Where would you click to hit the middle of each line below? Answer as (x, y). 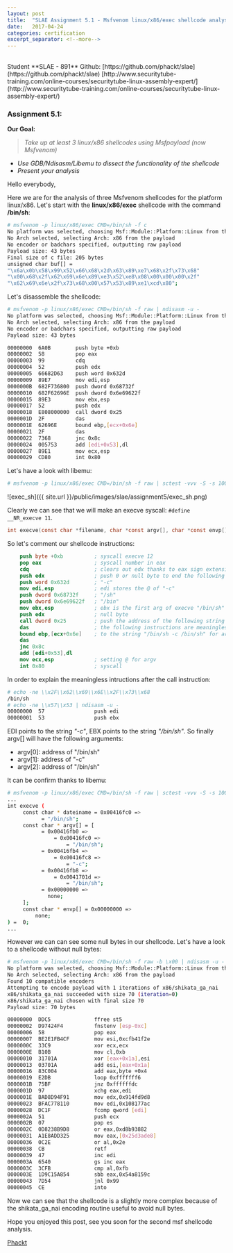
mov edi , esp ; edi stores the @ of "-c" (97, 589)
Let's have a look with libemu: (50, 471)
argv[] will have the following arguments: (65, 739)
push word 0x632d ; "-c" (66, 582)
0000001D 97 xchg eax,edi (69, 1091)
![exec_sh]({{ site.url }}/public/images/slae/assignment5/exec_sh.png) (107, 497)
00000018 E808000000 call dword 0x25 (65, 413)
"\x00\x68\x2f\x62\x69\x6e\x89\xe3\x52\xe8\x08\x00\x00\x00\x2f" (103, 277)
